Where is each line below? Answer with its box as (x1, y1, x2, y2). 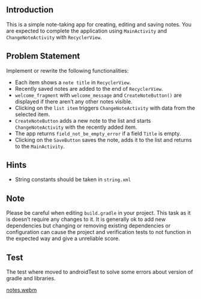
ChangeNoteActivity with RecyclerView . (6, 33, 102, 41)
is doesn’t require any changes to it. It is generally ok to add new (6, 216, 166, 223)
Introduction (6, 5, 54, 15)
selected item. (14, 111, 50, 118)
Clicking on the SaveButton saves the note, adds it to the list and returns (14, 136, 192, 143)
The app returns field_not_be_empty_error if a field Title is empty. (14, 129, 181, 137)
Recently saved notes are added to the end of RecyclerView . (14, 85, 163, 92)
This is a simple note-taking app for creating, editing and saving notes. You (6, 20, 192, 28)
